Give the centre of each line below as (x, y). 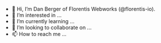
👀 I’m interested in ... (37, 15)
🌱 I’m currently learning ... (43, 21)
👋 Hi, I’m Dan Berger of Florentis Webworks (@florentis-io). (83, 9)
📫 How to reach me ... (39, 34)
